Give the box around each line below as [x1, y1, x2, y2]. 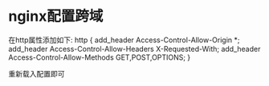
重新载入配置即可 [8, 68, 65, 78]
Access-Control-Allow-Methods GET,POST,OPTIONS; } [8, 53, 191, 62]
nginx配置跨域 [8, 7, 104, 25]
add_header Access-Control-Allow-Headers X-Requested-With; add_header [8, 44, 261, 53]
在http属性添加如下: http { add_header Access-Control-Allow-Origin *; [8, 35, 240, 45]
